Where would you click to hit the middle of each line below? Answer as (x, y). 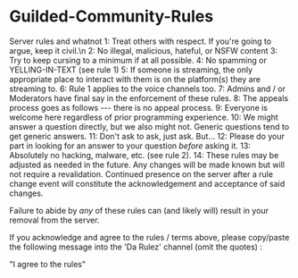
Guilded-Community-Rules (112, 17)
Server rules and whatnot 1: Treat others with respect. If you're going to (141, 41)
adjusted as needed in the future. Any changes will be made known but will (147, 164)
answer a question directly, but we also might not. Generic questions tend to (149, 126)
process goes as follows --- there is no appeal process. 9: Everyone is (139, 107)
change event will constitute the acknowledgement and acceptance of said (147, 183)
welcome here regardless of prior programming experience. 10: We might (144, 117)
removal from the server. (54, 220)
